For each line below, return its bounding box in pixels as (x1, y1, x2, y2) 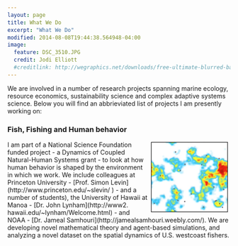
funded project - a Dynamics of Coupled (7, 148, 125, 157)
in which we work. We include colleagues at (7, 171, 136, 179)
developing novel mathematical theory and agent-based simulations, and (7, 223, 220, 232)
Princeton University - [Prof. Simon (7, 178, 110, 187)
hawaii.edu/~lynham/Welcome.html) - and (7, 208, 130, 217)
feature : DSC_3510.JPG (13, 49, 81, 56)
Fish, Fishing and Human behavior (7, 124, 127, 134)
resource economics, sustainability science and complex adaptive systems (7, 91, 226, 100)
